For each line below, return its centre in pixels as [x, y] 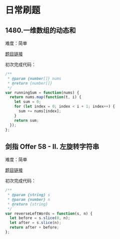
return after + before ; [34, 227]
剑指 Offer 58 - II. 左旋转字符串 [52, 146]
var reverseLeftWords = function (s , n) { [49, 213]
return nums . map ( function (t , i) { [45, 97]
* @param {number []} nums [34, 78]
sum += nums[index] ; [40, 111]
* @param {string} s [29, 195]
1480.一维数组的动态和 [40, 30]
